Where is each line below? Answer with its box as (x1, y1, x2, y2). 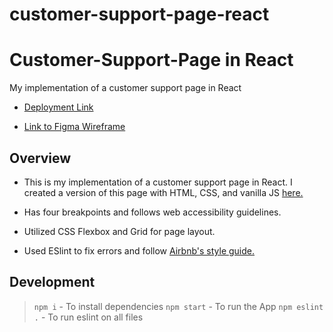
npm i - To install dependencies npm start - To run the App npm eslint (33, 300, 324, 312)
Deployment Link (23, 101, 94, 113)
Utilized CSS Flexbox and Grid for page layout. (23, 225, 216, 237)
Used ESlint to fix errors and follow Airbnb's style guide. (23, 244, 256, 257)
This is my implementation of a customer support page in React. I (23, 176, 293, 188)
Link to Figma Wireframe (23, 121, 126, 133)
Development (9, 274, 96, 291)
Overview (9, 149, 72, 167)
